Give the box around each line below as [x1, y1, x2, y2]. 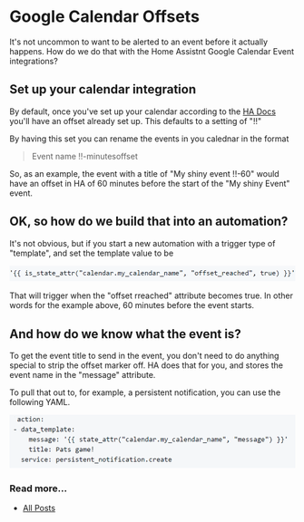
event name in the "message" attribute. [9, 369, 156, 380]
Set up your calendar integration [9, 82, 197, 97]
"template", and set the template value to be [9, 247, 174, 258]
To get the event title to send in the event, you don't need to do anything [9, 350, 279, 361]
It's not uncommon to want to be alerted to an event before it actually [9, 36, 269, 47]
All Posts [22, 503, 56, 514]
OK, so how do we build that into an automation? [9, 214, 289, 229]
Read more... [9, 482, 68, 495]
